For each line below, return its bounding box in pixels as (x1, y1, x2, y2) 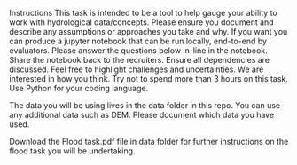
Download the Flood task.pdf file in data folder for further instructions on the (9, 137, 289, 146)
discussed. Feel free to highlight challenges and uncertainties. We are (9, 64, 264, 75)
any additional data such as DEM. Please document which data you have (9, 110, 275, 120)
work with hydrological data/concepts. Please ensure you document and (9, 17, 274, 27)
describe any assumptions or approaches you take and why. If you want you (9, 27, 288, 36)
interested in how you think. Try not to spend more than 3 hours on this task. (9, 74, 288, 83)
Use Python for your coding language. (9, 83, 149, 93)
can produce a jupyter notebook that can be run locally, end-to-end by (9, 35, 268, 46)
